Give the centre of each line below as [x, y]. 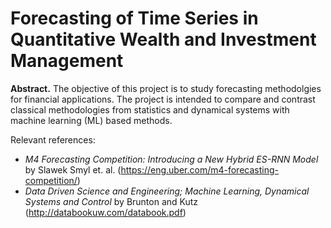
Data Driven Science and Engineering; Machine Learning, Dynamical [167, 191]
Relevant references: [53, 139]
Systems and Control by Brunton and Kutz [111, 201]
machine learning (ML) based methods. [91, 120]
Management [67, 61]
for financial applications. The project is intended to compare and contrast [163, 99]
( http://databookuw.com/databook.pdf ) [105, 212]
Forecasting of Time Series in [134, 18]
